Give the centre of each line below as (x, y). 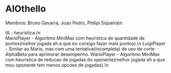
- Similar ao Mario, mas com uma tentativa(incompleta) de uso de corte (80, 49)
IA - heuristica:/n (23, 32)
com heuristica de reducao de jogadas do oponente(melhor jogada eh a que (85, 59)
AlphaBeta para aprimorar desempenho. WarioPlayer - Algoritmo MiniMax (82, 54)
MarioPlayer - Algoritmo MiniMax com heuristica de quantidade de (75, 38)
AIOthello (26, 9)
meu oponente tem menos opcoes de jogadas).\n (57, 65)
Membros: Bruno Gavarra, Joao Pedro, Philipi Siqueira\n (64, 23)
